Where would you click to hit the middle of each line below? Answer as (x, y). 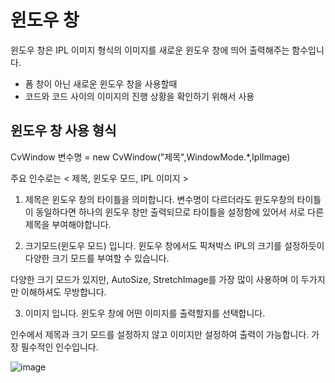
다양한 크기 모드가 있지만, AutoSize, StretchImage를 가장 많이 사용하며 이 (154, 279)
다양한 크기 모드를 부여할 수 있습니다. (97, 258)
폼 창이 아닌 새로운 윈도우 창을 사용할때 (101, 83)
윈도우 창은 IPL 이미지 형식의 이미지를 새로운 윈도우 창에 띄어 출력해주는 (150, 50)
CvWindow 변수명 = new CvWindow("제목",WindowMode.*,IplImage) (150, 157)
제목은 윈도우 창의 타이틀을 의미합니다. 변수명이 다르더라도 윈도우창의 (159, 199)
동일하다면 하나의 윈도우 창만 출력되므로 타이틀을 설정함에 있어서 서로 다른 (180, 212)
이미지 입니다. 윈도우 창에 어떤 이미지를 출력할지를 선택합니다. (145, 313)
